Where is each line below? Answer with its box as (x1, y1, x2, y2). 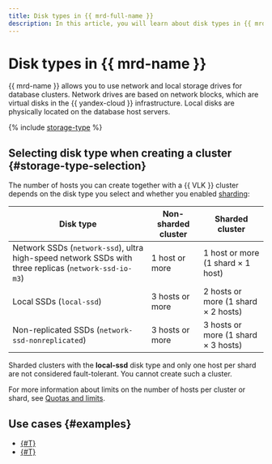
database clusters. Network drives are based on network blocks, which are (8, 90, 259, 100)
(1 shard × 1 (203, 257, 251, 269)
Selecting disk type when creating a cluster (8, 146, 232, 160)
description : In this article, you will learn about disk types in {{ (8, 19, 252, 28)
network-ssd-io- (70, 264, 133, 273)
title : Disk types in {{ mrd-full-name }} (8, 11, 154, 20)
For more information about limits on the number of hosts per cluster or (8, 385, 246, 394)
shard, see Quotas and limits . (8, 393, 105, 403)
